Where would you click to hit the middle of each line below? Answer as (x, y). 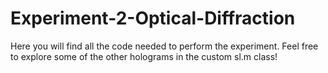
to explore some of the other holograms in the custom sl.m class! (144, 56)
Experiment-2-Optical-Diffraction (153, 18)
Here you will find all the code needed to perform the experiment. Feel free (164, 46)
